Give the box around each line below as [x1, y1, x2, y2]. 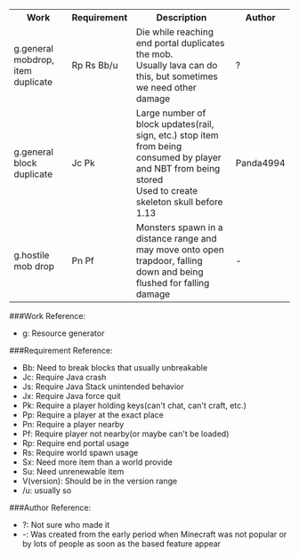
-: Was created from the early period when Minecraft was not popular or [21, 529, 287, 539]
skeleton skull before [136, 195, 223, 208]
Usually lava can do [136, 60, 218, 71]
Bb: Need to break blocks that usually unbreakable [21, 363, 208, 372]
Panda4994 [235, 157, 286, 169]
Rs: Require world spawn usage [21, 448, 139, 458]
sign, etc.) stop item [136, 129, 220, 141]
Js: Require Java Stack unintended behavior [21, 381, 184, 392]
